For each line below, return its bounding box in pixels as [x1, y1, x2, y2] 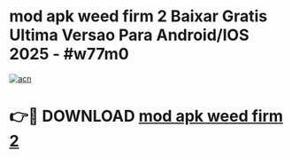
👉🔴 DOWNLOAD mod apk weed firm [9, 107, 283, 126]
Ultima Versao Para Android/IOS [9, 25, 250, 45]
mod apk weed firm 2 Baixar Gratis [9, 6, 268, 27]
